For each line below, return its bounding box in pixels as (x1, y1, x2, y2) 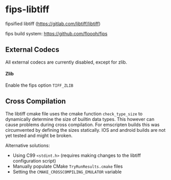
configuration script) (12, 157, 56, 164)
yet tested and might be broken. (5, 132, 73, 138)
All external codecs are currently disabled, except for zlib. (5, 59, 127, 65)
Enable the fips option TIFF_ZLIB (5, 82, 74, 88)
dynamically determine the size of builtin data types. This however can (5, 116, 155, 122)
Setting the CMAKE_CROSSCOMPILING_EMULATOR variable (12, 168, 122, 175)
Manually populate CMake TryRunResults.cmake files (12, 163, 123, 169)
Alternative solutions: (5, 142, 50, 148)
